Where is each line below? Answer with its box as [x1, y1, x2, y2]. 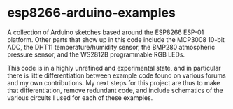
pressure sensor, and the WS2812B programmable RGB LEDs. [7, 50, 185, 59]
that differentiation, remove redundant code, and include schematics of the [7, 86, 224, 94]
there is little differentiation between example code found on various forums [7, 71, 226, 80]
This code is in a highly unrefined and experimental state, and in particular [7, 64, 222, 72]
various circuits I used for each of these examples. [7, 93, 153, 102]
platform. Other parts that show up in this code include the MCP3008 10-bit [7, 35, 225, 43]
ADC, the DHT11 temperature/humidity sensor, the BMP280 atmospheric [7, 43, 216, 51]
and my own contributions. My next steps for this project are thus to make [7, 78, 220, 87]
